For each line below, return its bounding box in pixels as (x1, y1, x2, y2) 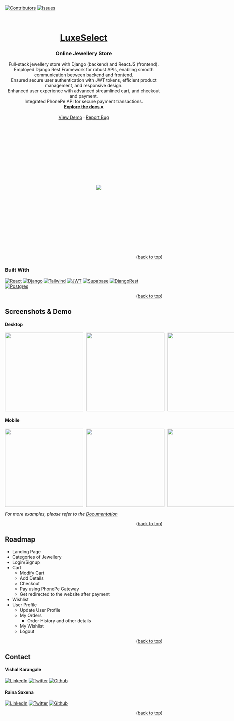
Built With (5, 266, 30, 273)
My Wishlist (19, 623, 44, 629)
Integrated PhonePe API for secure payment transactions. (24, 98, 143, 105)
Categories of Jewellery (12, 554, 62, 560)
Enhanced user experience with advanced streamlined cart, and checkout (7, 88, 160, 94)
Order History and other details (27, 618, 91, 624)
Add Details (19, 575, 44, 581)
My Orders (19, 612, 42, 619)
